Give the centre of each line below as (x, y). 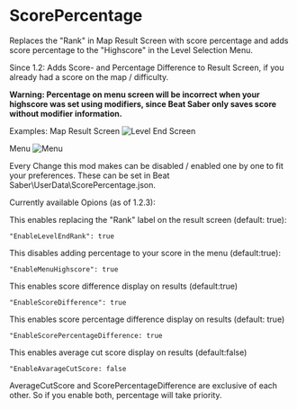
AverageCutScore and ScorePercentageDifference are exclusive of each (143, 385)
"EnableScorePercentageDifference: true (86, 335)
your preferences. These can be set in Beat (90, 175)
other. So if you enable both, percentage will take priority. (116, 395)
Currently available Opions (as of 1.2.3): (82, 202)
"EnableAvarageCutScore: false (68, 369)
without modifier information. (66, 113)
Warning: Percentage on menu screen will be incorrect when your (135, 94)
